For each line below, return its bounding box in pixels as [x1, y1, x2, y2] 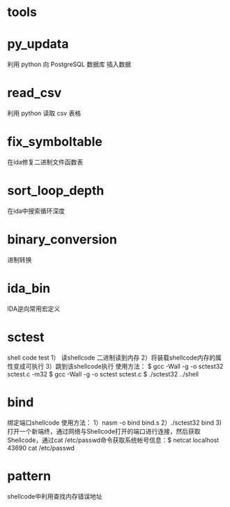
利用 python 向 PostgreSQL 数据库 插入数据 [7, 60, 132, 68]
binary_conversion [7, 232, 117, 248]
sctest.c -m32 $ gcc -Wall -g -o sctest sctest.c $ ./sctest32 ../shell [7, 369, 199, 378]
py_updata [7, 36, 69, 52]
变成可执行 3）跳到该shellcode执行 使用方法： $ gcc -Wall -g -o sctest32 [13, 362, 224, 370]
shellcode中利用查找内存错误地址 [7, 492, 102, 500]
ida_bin [7, 281, 51, 297]
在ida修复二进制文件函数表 [7, 158, 84, 166]
